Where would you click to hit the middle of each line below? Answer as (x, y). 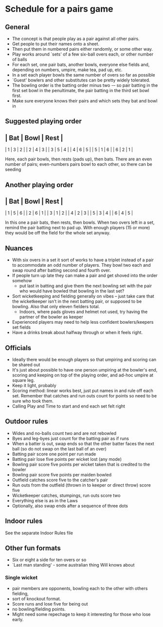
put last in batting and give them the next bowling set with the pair (86, 286)
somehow (22, 281)
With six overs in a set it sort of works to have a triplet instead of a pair (83, 260)
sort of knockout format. (36, 599)
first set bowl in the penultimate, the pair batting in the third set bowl (81, 90)
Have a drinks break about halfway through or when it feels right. (77, 333)
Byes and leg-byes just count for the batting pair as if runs (71, 438)
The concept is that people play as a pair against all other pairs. (76, 39)
